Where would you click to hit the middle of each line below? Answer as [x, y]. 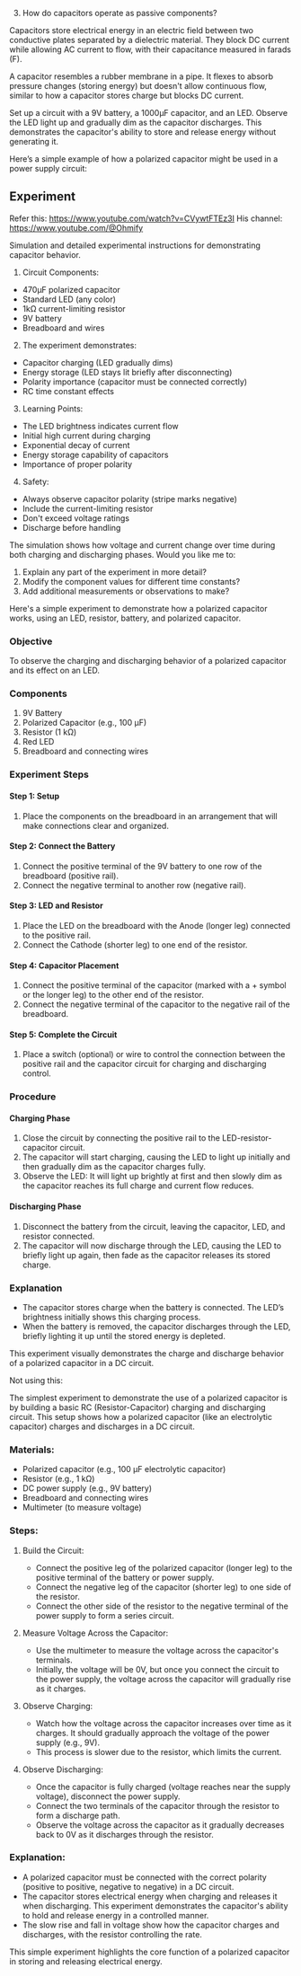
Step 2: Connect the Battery [62, 846]
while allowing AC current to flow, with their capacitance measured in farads [150, 49]
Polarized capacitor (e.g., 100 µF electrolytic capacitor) [124, 1469]
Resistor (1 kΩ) [49, 732]
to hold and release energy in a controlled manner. [115, 1915]
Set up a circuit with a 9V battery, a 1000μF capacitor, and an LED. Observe [149, 113]
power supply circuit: [49, 168]
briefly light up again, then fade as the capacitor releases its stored [146, 1255]
